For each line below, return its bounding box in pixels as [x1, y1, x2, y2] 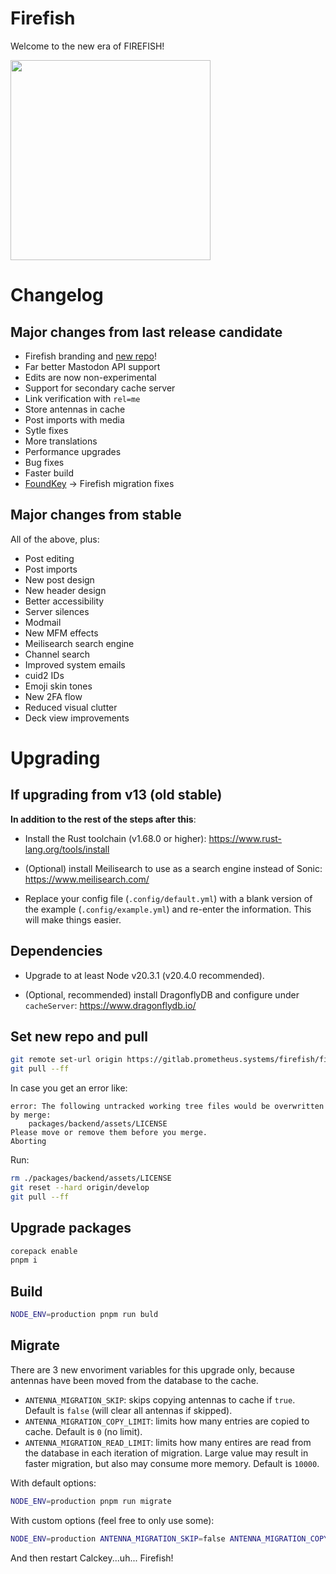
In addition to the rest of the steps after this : [10, 813, 197, 825]
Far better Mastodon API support [24, 360, 161, 372]
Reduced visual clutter [24, 701, 118, 713]
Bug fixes [24, 456, 65, 468]
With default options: [10, 1477, 97, 1489]
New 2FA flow [24, 690, 83, 702]
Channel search [24, 648, 91, 660]
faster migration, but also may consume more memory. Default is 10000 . [24, 1457, 320, 1469]
